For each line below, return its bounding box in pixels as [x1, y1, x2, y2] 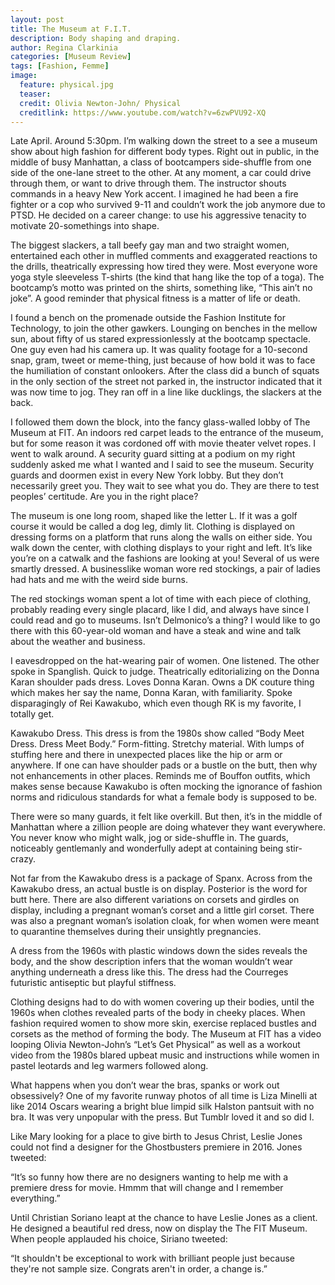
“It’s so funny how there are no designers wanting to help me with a [10, 1171, 288, 1183]
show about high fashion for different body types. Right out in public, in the [10, 146, 320, 158]
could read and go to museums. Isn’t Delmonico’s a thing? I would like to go [10, 614, 321, 626]
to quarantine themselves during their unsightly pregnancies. [10, 926, 262, 938]
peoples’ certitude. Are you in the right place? [10, 491, 199, 503]
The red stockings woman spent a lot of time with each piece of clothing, [10, 593, 312, 605]
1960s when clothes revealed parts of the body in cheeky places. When [10, 1007, 306, 1019]
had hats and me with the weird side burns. [10, 574, 188, 586]
